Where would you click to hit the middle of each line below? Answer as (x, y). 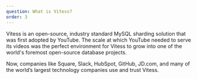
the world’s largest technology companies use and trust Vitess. (83, 70)
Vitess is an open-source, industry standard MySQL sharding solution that (96, 33)
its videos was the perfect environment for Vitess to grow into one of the (94, 46)
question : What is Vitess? (39, 11)
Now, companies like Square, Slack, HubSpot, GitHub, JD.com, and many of (98, 63)
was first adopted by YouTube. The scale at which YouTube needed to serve (99, 40)
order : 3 (17, 17)
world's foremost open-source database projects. (66, 52)
